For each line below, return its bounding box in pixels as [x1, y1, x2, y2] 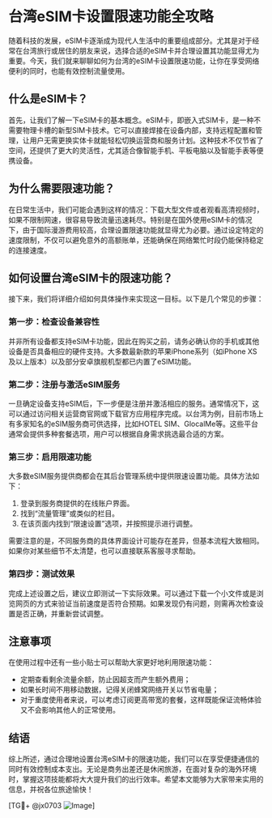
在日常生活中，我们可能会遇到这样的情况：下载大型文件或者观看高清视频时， [8, 204, 264, 215]
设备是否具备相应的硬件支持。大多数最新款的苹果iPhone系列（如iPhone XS [8, 346, 257, 356]
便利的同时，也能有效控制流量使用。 [8, 66, 130, 75]
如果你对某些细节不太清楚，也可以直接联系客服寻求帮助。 [8, 546, 200, 556]
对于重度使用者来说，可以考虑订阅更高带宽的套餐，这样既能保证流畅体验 [19, 695, 261, 705]
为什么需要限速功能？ [8, 181, 115, 195]
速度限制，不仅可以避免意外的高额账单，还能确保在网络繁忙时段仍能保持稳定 [8, 235, 264, 245]
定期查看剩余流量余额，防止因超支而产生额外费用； [19, 675, 191, 684]
